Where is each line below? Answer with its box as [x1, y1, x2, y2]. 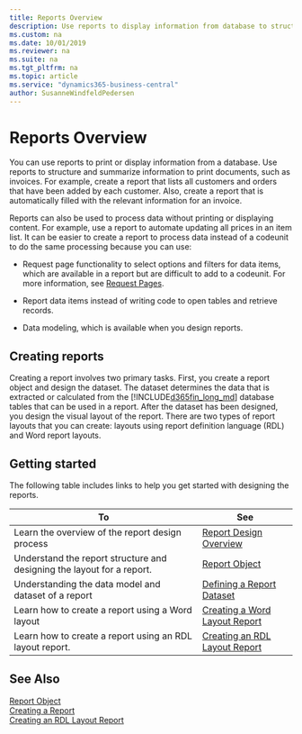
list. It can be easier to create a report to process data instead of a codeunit [9, 231, 289, 243]
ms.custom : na [9, 30, 63, 39]
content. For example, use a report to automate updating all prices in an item [9, 222, 292, 233]
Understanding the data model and [13, 578, 161, 591]
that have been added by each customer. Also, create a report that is [9, 186, 263, 196]
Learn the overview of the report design [13, 526, 182, 539]
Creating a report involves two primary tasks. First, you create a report [9, 373, 271, 384]
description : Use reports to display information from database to [9, 22, 268, 31]
